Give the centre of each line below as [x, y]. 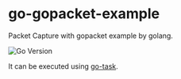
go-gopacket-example [84, 14]
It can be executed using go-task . [64, 66]
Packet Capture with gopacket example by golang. [90, 36]
